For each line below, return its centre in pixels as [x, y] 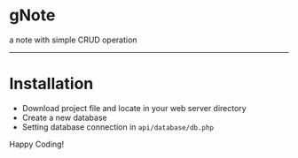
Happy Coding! [37, 144]
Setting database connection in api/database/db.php [118, 127]
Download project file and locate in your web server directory [134, 108]
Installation [51, 84]
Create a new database [65, 117]
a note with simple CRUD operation [73, 40]
